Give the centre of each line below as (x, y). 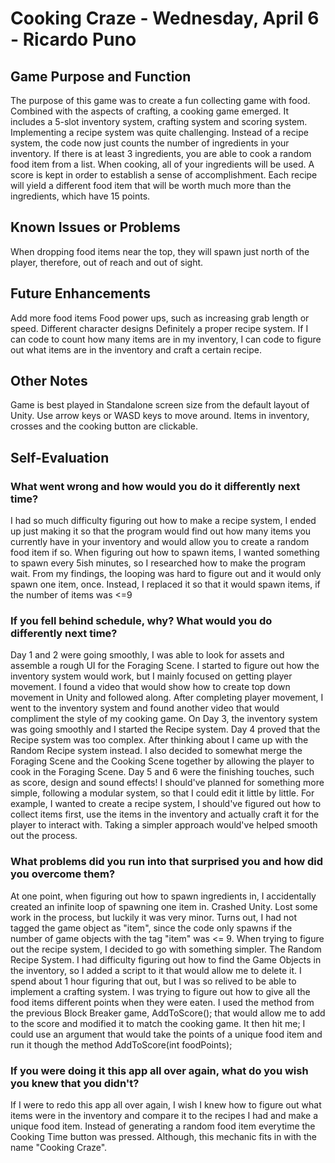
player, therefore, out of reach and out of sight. (107, 262)
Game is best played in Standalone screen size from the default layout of (160, 405)
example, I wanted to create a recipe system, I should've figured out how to (166, 804)
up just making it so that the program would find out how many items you (161, 531)
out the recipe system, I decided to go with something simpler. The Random (166, 949)
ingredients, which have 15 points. (80, 196)
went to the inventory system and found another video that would (145, 708)
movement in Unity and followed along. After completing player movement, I (167, 698)
